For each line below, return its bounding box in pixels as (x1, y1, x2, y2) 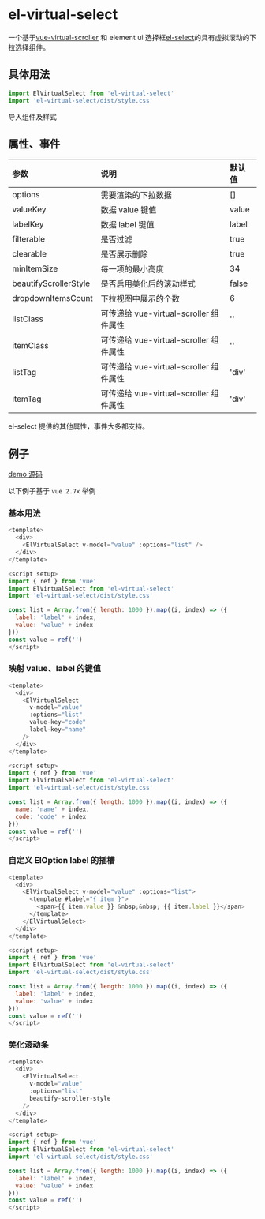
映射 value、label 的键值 (8, 663, 101, 674)
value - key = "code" (28, 718, 87, 726)
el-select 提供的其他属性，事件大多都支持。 (8, 422, 150, 431)
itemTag (12, 393, 42, 404)
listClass (12, 313, 43, 324)
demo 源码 (8, 470, 43, 479)
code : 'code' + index (15, 812, 87, 820)
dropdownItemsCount (12, 293, 93, 304)
